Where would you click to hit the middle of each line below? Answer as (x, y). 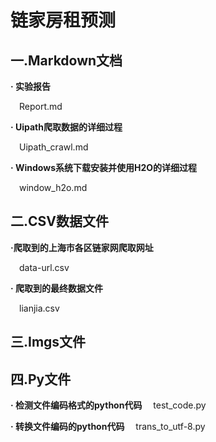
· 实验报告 (30, 86)
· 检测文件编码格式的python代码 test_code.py (108, 405)
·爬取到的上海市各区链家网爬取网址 (82, 247)
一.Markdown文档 (66, 60)
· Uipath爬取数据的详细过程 (66, 127)
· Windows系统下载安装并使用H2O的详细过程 (104, 167)
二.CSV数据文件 (59, 221)
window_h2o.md (53, 187)
